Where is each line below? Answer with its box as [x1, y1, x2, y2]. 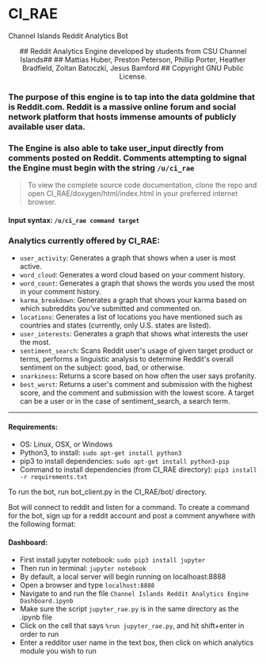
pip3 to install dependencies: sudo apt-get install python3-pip [19, 457, 230, 466]
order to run [19, 630, 59, 639]
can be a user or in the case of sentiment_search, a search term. [19, 397, 230, 406]
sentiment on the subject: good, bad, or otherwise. [19, 362, 185, 373]
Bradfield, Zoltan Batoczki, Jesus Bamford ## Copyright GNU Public [22, 63, 244, 72]
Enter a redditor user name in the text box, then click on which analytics [19, 638, 254, 647]
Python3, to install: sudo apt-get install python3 [19, 448, 182, 458]
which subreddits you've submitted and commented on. [19, 304, 202, 313]
